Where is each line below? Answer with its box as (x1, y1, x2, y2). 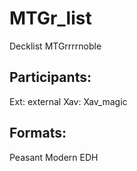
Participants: (9, 69, 92, 86)
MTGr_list (9, 7, 92, 30)
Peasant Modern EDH (9, 151, 99, 163)
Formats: (9, 125, 67, 142)
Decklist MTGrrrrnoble (9, 40, 102, 52)
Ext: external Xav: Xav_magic (9, 95, 128, 107)
